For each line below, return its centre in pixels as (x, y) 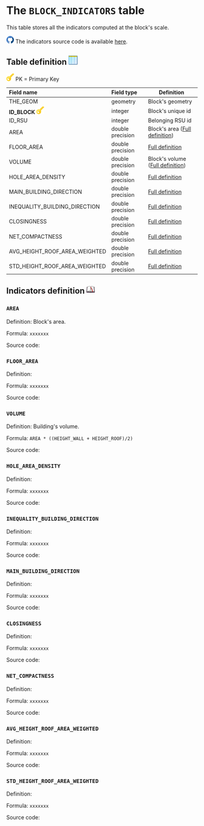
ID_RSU (18, 120)
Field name (23, 92)
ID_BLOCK (22, 112)
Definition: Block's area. (36, 321)
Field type (124, 92)
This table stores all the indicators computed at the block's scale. (88, 27)
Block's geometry (170, 101)
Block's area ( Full (169, 129)
